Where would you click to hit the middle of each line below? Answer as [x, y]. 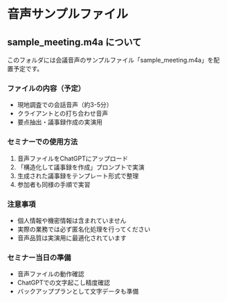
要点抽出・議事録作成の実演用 [60, 122]
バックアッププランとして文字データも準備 [78, 292]
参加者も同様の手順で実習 [54, 184]
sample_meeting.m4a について [74, 42]
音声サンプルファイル [68, 14]
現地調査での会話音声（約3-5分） [65, 105]
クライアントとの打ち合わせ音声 [63, 114]
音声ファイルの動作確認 [51, 274]
